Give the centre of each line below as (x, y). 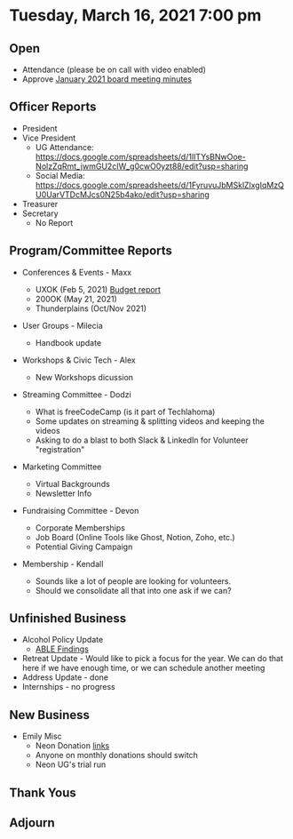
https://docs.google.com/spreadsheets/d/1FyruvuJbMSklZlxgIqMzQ (159, 185)
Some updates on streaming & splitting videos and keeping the (150, 421)
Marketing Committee (62, 467)
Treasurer (40, 204)
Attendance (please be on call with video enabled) (114, 69)
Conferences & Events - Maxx (76, 272)
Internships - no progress (68, 687)
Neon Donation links (72, 746)
